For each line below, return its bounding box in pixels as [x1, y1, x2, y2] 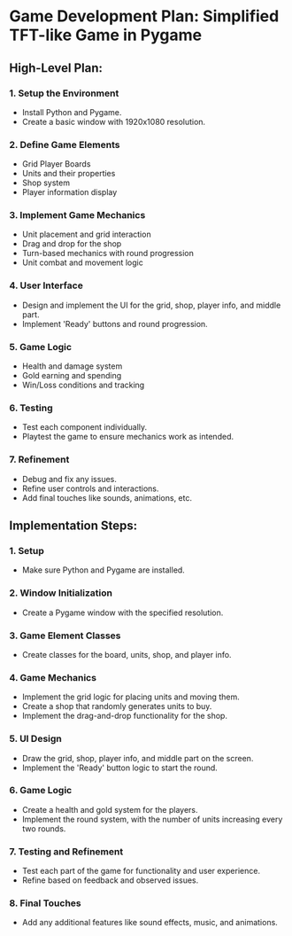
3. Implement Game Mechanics [9, 209, 146, 222]
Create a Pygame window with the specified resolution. [21, 607, 224, 618]
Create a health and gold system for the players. [21, 804, 198, 815]
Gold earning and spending [21, 370, 122, 381]
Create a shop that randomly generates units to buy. [21, 701, 212, 712]
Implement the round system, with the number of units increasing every [21, 814, 283, 824]
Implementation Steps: [9, 519, 138, 534]
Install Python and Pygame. [21, 106, 122, 117]
